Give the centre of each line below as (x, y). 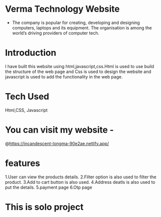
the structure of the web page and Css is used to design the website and (78, 72)
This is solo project (44, 207)
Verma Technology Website (62, 9)
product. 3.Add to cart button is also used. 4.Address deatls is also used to (80, 182)
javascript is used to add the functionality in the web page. (64, 76)
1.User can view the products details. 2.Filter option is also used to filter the (81, 177)
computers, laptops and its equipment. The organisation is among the (82, 27)
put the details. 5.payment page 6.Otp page (49, 187)
